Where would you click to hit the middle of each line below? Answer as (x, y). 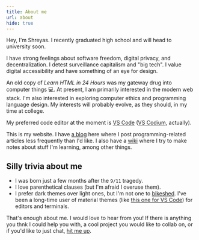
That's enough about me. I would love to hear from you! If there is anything (99, 218)
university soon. (26, 46)
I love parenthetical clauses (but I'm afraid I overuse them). (88, 187)
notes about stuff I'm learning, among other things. (69, 147)
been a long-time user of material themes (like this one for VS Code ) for (104, 200)
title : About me (26, 12)
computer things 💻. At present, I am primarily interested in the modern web (100, 90)
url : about (20, 17)
